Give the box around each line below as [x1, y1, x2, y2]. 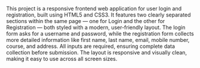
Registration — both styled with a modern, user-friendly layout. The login [6, 24, 186, 31]
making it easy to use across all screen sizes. [6, 56, 118, 62]
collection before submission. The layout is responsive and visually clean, [6, 49, 187, 56]
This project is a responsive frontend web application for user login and [6, 5, 182, 12]
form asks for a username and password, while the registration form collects [6, 30, 194, 37]
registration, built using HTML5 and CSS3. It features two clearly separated [6, 11, 191, 18]
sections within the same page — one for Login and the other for [6, 18, 165, 24]
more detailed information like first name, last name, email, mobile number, [6, 37, 190, 43]
